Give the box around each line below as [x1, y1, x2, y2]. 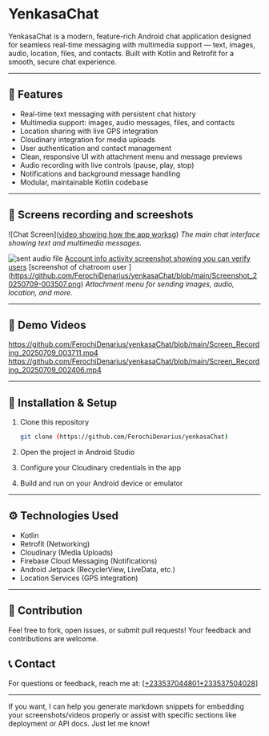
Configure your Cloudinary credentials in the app [19, 463, 182, 473]
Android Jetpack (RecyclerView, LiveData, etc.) [19, 564, 176, 574]
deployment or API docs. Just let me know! [8, 718, 151, 728]
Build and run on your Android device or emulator [19, 478, 183, 488]
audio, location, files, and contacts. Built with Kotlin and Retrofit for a [8, 48, 235, 58]
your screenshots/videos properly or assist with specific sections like [8, 710, 237, 719]
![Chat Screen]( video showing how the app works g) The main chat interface [8, 230, 260, 239]
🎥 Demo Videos [8, 318, 86, 331]
